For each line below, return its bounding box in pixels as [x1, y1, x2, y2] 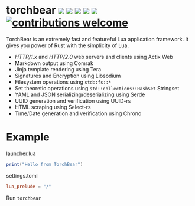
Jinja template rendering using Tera [14, 66, 102, 73]
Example [6, 130, 50, 144]
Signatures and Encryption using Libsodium [14, 72, 121, 79]
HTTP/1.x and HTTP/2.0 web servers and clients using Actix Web [14, 53, 173, 60]
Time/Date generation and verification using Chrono [14, 110, 142, 117]
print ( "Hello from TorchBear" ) [6, 161, 83, 167]
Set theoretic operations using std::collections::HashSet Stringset [14, 84, 180, 91]
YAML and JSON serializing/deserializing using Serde [14, 91, 145, 98]
